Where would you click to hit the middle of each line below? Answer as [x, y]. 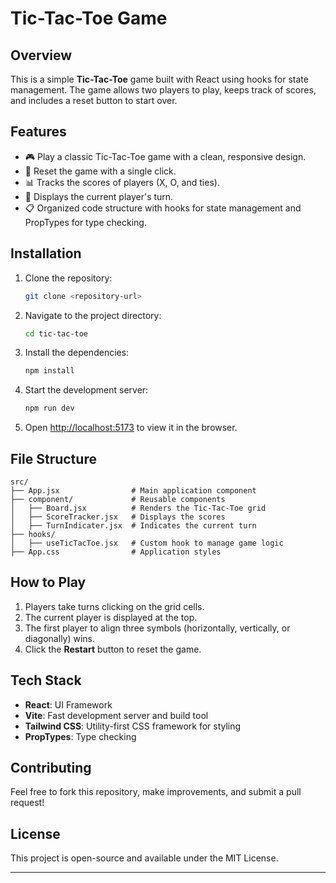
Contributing [51, 767]
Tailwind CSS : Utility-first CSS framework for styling [133, 726]
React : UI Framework [68, 704]
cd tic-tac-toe [56, 333]
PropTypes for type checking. [85, 222]
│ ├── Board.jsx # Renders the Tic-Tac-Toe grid [138, 508]
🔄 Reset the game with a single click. [100, 171]
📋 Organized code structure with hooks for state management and [163, 208]
